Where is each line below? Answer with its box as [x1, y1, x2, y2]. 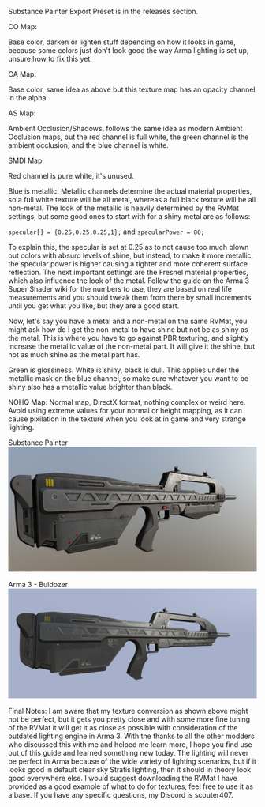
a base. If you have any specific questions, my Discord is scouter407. [8, 790, 233, 800]
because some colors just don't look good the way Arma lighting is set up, [8, 46, 249, 55]
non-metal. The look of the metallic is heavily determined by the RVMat [8, 203, 239, 213]
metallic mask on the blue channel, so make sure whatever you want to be [8, 374, 249, 383]
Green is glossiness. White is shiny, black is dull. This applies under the [8, 365, 240, 375]
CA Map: [8, 70, 37, 78]
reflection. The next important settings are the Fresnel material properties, [8, 268, 248, 277]
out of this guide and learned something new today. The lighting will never [8, 749, 249, 758]
